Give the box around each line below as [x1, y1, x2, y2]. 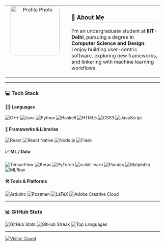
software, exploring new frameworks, [71, 52, 158, 59]
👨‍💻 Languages [5, 104, 35, 110]
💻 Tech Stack [5, 90, 39, 97]
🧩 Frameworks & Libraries [5, 126, 59, 132]
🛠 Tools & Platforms [5, 178, 48, 184]
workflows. [71, 65, 97, 71]
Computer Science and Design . [71, 40, 146, 47]
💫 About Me [71, 14, 105, 22]
